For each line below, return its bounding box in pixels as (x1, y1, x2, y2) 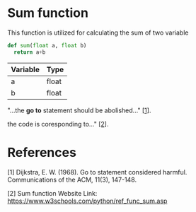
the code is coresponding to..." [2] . (7, 119, 109, 128)
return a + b (13, 48, 46, 56)
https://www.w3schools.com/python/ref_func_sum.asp (7, 196, 168, 205)
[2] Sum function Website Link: (7, 189, 98, 197)
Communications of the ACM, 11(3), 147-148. (7, 175, 137, 184)
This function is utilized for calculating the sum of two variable (7, 28, 189, 37)
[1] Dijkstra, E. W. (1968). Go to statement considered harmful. (7, 167, 188, 176)
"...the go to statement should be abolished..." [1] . (7, 106, 151, 114)
